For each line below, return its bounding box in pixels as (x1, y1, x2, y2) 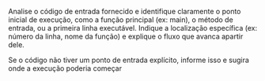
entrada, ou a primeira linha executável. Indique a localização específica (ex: (8, 24, 258, 32)
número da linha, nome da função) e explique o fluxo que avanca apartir (8, 31, 244, 41)
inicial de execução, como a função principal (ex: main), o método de (8, 15, 233, 24)
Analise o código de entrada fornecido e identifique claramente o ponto (8, 7, 241, 16)
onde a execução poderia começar (8, 64, 123, 73)
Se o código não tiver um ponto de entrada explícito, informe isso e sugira (8, 55, 249, 64)
